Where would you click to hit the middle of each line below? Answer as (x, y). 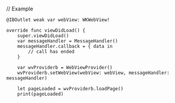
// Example (20, 9)
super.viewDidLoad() (43, 36)
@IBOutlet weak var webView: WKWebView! (58, 20)
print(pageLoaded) (40, 94)
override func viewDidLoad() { (46, 30)
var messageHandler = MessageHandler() (68, 41)
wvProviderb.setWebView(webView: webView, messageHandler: (94, 73)
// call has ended (51, 51)
